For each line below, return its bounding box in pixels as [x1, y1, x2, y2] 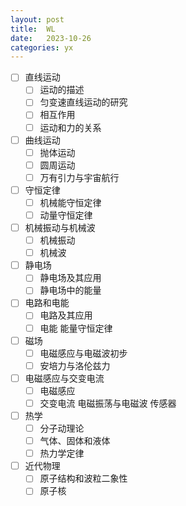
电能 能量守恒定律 [39, 322, 113, 334]
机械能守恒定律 [39, 196, 102, 208]
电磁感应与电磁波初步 [39, 347, 128, 359]
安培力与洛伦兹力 [39, 359, 111, 371]
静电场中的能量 [39, 284, 102, 296]
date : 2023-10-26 [10, 33, 92, 43]
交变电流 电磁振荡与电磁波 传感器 [39, 397, 177, 409]
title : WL [10, 24, 56, 34]
